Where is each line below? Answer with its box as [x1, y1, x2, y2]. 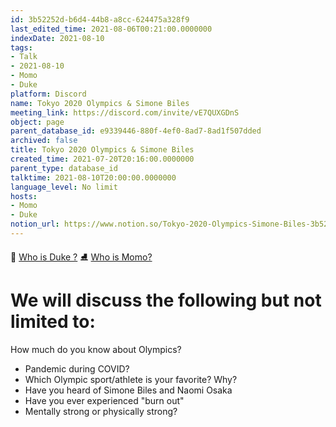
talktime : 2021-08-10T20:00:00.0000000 [10, 172, 177, 183]
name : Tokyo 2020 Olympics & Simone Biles [10, 98, 190, 108]
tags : [10, 42, 33, 53]
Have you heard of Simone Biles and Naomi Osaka [24, 384, 233, 396]
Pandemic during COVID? [24, 362, 130, 375]
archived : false [10, 136, 78, 146]
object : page [10, 117, 65, 127]
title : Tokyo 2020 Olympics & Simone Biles [10, 145, 195, 155]
